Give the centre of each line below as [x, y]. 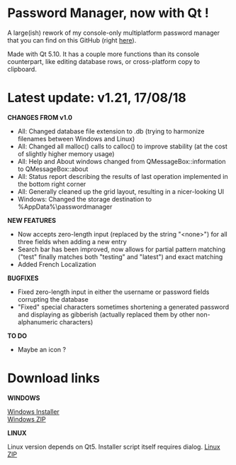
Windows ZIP [27, 419]
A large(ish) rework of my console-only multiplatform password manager [114, 33]
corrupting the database [53, 299]
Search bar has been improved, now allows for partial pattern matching [121, 249]
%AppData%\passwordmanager [65, 207]
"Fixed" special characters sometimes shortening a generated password [123, 307]
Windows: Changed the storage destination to [85, 199]
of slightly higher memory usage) [66, 153]
